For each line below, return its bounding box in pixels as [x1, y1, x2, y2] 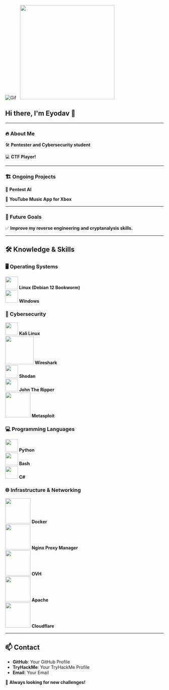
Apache [31, 597, 49, 603]
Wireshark [34, 360, 57, 366]
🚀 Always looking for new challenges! [5, 679, 86, 685]
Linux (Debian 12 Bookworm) [19, 285, 80, 291]
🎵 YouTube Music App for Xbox [5, 196, 72, 202]
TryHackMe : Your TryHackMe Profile [12, 664, 90, 670]
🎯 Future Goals [5, 214, 42, 221]
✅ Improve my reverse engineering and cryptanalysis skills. [5, 225, 133, 231]
